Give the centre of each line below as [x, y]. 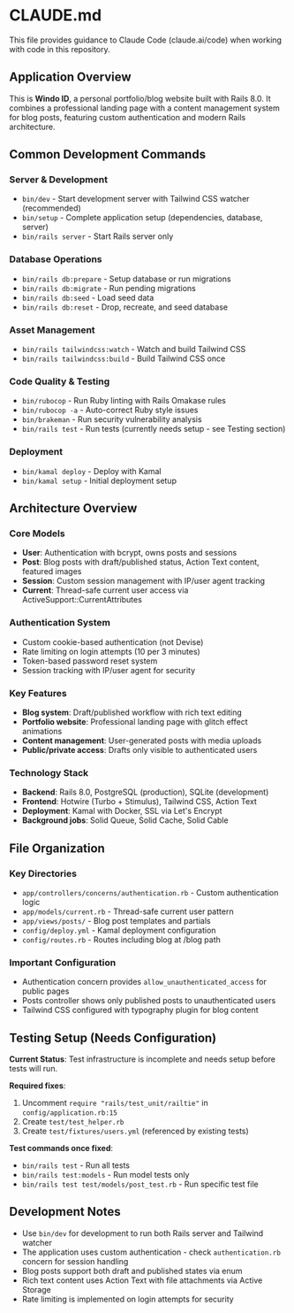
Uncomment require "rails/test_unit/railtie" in [115, 1103]
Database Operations [56, 259]
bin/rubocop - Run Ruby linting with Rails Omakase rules [124, 401]
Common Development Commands [107, 154]
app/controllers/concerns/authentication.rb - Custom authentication [150, 892]
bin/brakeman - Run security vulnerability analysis [112, 419]
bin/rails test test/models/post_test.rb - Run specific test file [140, 1184]
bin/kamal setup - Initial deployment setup [99, 480]
